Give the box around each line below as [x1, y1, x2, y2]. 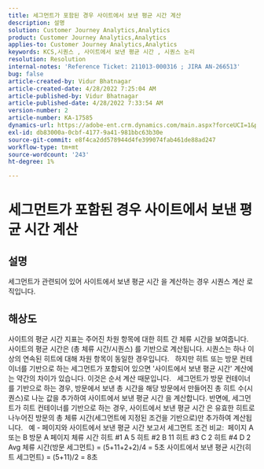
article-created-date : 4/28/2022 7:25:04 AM [8, 84, 156, 93]
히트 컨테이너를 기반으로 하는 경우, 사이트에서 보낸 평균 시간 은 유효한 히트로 [22, 403, 255, 412]
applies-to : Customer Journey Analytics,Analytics [8, 41, 178, 49]
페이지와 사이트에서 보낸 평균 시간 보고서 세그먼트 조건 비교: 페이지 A [42, 423, 254, 432]
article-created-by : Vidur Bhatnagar [8, 77, 132, 85]
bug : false [8, 70, 44, 78]
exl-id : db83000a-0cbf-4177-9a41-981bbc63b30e [8, 128, 163, 136]
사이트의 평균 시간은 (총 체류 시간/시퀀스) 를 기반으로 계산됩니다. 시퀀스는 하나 [8, 344, 246, 353]
